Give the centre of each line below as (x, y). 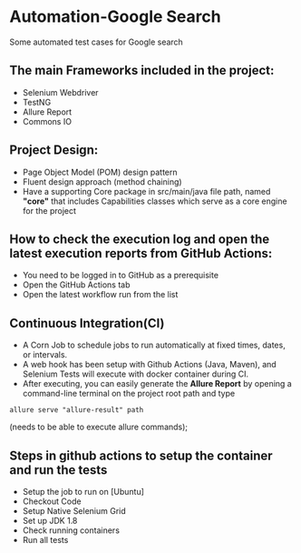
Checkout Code (52, 501)
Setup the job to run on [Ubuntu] (83, 492)
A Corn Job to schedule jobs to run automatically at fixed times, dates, (154, 345)
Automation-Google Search (115, 17)
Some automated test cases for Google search (96, 42)
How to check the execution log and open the (140, 239)
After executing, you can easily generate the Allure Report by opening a (157, 384)
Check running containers (71, 530)
